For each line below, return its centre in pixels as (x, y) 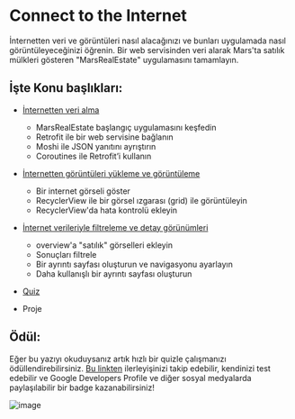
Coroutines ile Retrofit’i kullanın (94, 156)
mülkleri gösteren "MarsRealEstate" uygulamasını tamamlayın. (124, 59)
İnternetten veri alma (61, 110)
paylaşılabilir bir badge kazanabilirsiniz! (82, 387)
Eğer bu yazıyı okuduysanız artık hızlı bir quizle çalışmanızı (118, 359)
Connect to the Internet (98, 16)
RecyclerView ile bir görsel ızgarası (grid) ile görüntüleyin (141, 200)
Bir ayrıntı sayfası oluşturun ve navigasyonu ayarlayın (134, 264)
